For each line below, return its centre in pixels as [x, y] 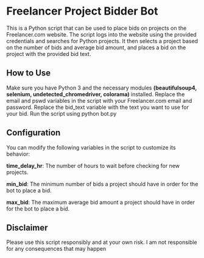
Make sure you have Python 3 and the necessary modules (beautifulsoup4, [102, 88]
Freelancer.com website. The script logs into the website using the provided [101, 34]
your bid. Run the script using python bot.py [62, 113]
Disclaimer [27, 227]
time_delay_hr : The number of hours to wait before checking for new [93, 166]
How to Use [29, 73]
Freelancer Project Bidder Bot [82, 11]
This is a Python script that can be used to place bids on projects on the [97, 28]
